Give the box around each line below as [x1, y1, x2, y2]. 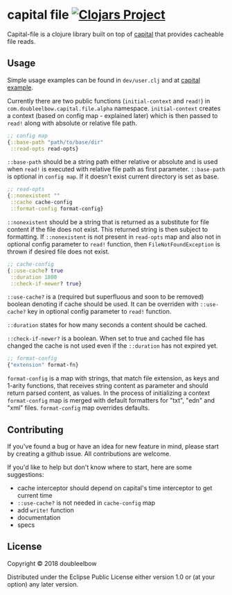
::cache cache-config [10, 199, 73, 206]
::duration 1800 [10, 274, 57, 280]
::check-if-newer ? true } [10, 280, 82, 287]
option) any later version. [7, 580, 78, 588]
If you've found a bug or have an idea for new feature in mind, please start [7, 442, 220, 451]
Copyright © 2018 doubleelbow [7, 559, 97, 567]
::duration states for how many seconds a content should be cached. [7, 321, 208, 329]
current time [17, 491, 53, 499]
